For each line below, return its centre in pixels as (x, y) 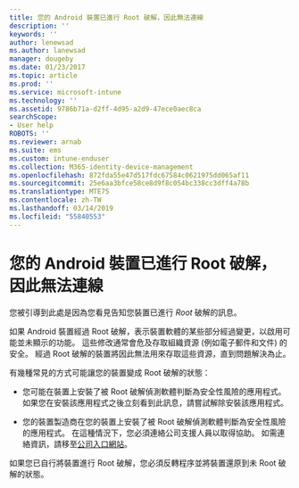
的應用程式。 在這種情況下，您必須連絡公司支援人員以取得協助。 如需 (149, 433)
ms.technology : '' (43, 100)
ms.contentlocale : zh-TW (55, 200)
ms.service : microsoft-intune (66, 92)
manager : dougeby (42, 59)
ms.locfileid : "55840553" (57, 216)
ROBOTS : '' (29, 134)
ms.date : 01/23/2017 (48, 68)
